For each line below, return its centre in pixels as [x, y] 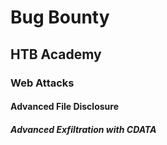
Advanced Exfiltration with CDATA [83, 129]
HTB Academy [56, 54]
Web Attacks [42, 83]
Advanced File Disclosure [64, 107]
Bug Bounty [60, 17]
